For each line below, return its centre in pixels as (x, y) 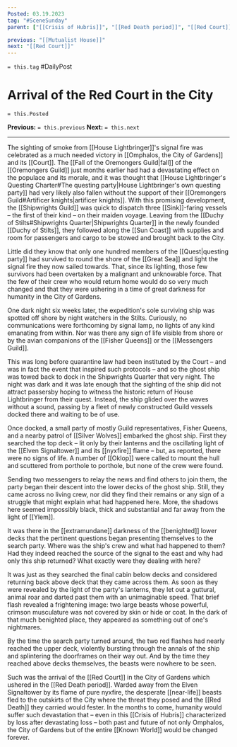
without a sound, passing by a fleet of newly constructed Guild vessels (110, 407)
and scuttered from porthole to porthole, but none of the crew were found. (115, 466)
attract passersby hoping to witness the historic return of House (101, 392)
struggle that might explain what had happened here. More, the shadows (113, 502)
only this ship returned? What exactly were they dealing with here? (104, 561)
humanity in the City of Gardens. (55, 297)
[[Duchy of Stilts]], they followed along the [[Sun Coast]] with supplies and (116, 230)
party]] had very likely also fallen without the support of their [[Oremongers (117, 193)
